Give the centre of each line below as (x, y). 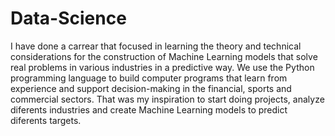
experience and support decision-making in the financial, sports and (151, 88)
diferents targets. (46, 120)
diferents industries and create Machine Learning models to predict (149, 109)
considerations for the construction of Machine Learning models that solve (164, 56)
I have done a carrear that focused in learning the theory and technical (156, 46)
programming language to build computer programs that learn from (149, 78)
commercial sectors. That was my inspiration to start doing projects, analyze (167, 99)
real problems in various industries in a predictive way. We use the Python (162, 67)
